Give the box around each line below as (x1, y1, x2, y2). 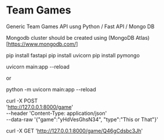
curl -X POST (6, 97, 38, 104)
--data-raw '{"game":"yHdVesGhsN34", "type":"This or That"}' (6, 115, 159, 123)
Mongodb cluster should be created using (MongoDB (6, 34, 135, 41)
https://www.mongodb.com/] (8, 40, 78, 47)
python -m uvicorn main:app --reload (6, 86, 97, 93)
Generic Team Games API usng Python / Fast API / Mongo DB (6, 23, 155, 30)
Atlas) (135, 34, 150, 41)
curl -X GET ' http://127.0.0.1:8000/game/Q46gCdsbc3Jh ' (6, 127, 143, 134)
